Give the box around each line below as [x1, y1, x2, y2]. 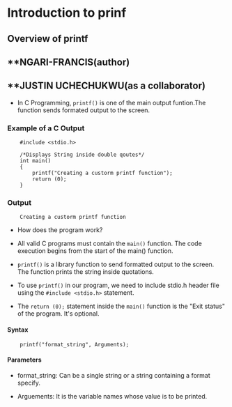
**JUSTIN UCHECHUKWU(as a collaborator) [7, 80, 206, 92]
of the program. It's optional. [17, 309, 100, 318]
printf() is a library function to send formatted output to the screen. [17, 260, 215, 269]
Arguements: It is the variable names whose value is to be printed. [17, 392, 208, 400]
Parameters [7, 355, 42, 364]
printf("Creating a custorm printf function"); [32, 169, 173, 177]
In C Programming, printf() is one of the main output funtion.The [17, 98, 206, 107]
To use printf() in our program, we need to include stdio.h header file [17, 281, 219, 290]
